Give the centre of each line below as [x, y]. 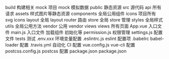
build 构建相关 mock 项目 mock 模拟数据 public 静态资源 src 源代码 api [78, 7]
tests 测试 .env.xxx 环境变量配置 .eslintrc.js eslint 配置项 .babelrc [82, 38]
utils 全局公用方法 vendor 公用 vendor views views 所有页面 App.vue [76, 26]
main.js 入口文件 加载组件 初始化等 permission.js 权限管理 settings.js [82, 32]
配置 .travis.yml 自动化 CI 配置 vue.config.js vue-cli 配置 [77, 45]
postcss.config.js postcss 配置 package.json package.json [66, 51]
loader [12, 45]
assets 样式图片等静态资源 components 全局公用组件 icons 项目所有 [86, 13]
